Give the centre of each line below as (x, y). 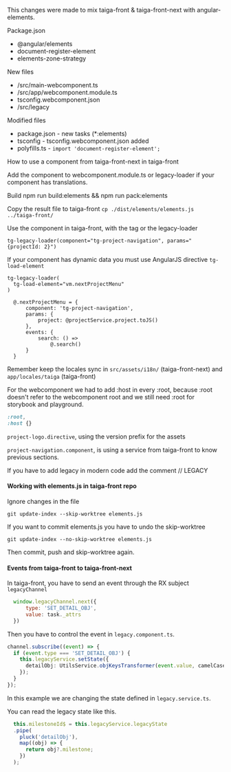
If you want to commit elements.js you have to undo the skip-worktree (107, 527)
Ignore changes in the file (43, 501)
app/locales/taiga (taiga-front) (52, 376)
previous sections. (33, 457)
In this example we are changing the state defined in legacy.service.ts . (109, 698)
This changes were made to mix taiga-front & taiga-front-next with (101, 10)
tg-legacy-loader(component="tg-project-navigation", (86, 241)
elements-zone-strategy (52, 58)
